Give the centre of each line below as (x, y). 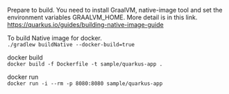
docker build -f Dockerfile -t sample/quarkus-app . (85, 64)
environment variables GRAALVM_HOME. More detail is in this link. (102, 17)
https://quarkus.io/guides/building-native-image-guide (86, 25)
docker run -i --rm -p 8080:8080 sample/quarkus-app (85, 84)
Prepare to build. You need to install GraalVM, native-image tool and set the (115, 10)
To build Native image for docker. (54, 38)
